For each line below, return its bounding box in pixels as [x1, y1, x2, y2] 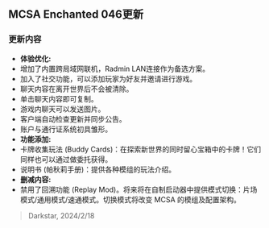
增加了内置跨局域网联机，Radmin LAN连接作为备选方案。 [19, 64, 210, 73]
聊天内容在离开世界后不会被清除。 [19, 84, 134, 93]
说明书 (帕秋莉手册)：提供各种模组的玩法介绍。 [19, 164, 176, 174]
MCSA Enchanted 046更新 [8, 7, 143, 22]
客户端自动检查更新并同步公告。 [19, 114, 126, 123]
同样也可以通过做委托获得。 [19, 154, 113, 164]
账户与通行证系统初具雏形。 [19, 124, 113, 134]
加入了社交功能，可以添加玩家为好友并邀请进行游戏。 [19, 73, 197, 83]
